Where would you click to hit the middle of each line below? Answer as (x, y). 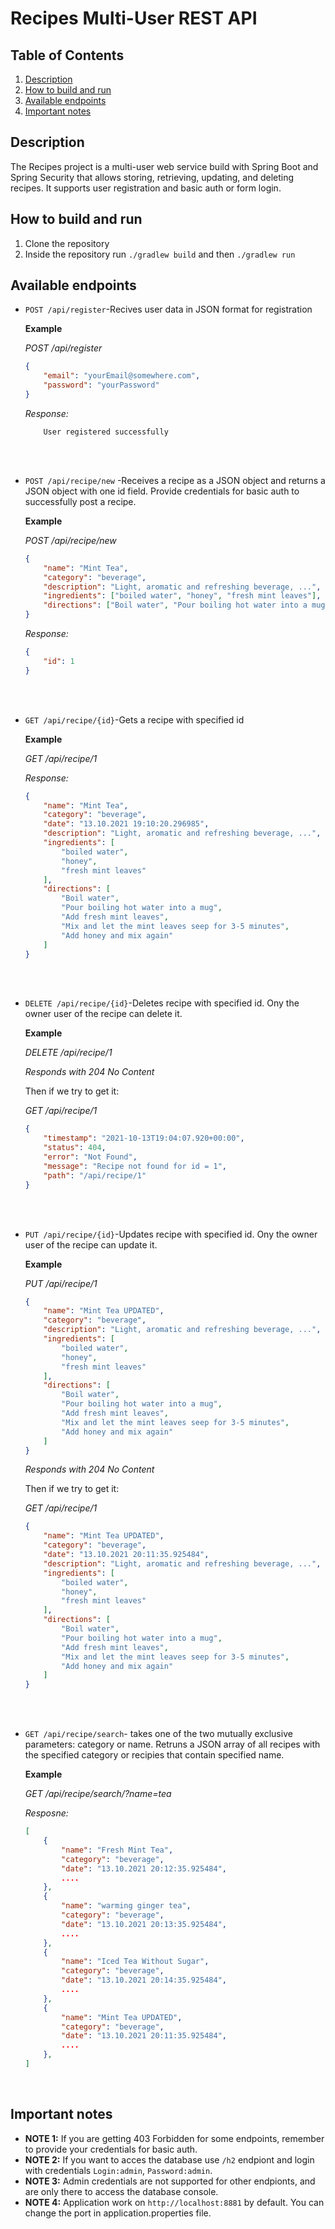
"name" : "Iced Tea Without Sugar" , (135, 1962)
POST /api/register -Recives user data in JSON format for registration (168, 309)
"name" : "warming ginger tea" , (126, 1906)
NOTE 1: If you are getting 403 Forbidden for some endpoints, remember (174, 2138)
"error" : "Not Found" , (90, 1157)
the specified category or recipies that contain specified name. (154, 1755)
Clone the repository (67, 243)
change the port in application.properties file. (118, 2213)
